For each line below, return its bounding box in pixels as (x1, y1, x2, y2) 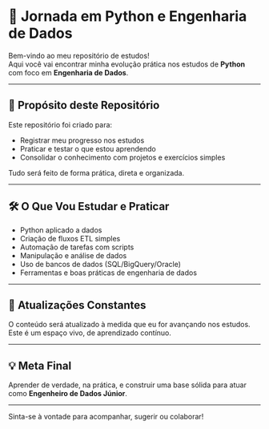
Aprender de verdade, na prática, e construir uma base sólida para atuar (8, 380, 247, 390)
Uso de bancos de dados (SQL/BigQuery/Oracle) (19, 259, 182, 269)
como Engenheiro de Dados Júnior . (8, 389, 128, 399)
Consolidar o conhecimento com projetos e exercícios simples (19, 152, 226, 162)
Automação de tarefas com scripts (19, 242, 134, 252)
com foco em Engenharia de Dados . (8, 67, 129, 77)
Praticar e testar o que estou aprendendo (19, 144, 156, 153)
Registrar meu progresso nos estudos (19, 136, 145, 145)
